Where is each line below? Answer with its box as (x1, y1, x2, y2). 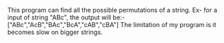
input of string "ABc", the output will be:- (7, 13, 125, 21)
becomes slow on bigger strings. (7, 28, 103, 36)
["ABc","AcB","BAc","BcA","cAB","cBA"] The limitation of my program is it (7, 21, 217, 28)
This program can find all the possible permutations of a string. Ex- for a (7, 6, 218, 14)
